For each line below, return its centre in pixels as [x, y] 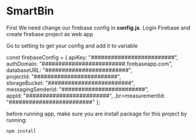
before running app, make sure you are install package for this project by [97, 114]
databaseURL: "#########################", [69, 70]
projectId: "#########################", [64, 76]
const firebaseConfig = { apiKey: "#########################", [92, 57]
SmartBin [30, 11]
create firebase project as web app [50, 34]
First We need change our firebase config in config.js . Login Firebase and [98, 28]
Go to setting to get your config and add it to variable [72, 46]
